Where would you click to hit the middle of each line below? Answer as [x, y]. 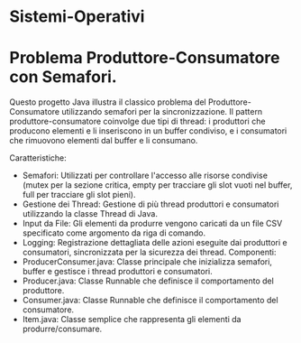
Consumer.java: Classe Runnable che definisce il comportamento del [150, 301]
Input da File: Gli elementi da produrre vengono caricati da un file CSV [152, 224]
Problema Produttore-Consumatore [145, 58]
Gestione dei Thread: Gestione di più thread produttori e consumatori [150, 204]
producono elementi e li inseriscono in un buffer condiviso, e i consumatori [148, 131]
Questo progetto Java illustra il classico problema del [108, 102]
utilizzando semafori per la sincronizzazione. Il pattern [162, 112]
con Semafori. [63, 77]
